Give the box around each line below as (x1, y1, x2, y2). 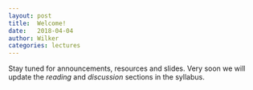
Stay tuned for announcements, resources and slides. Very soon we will (8, 63, 246, 73)
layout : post (8, 11, 52, 20)
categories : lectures (8, 42, 81, 50)
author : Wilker (8, 34, 59, 43)
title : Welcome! (8, 19, 67, 27)
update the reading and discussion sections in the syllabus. (8, 72, 205, 82)
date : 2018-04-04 (8, 27, 74, 35)
